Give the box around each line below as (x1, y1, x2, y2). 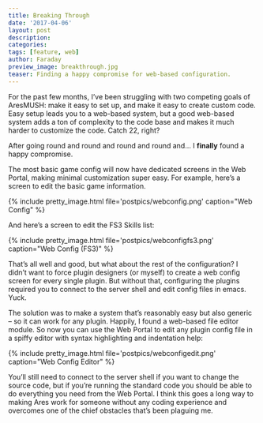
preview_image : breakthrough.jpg (8, 63, 118, 71)
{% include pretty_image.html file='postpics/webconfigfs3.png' (8, 235, 215, 245)
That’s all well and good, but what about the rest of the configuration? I (8, 259, 239, 268)
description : (8, 33, 51, 42)
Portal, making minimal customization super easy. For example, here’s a (8, 173, 241, 182)
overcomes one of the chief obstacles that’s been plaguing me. (8, 406, 213, 415)
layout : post (8, 26, 51, 34)
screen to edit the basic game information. (8, 181, 146, 190)
